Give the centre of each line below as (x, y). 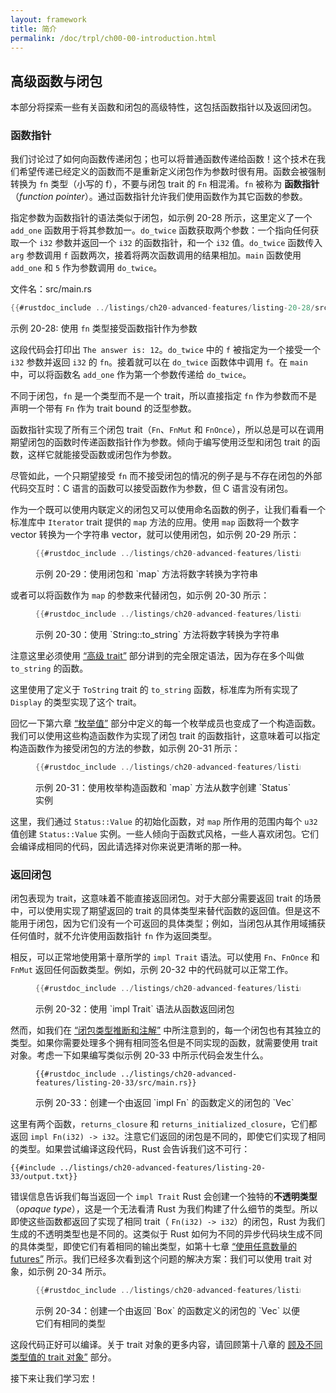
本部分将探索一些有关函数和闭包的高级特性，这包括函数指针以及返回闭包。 (163, 107)
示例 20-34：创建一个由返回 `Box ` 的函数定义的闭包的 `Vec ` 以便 (168, 1311)
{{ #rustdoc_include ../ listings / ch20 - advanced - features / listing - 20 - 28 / (162, 308)
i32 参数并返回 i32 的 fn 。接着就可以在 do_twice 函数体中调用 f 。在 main (159, 362)
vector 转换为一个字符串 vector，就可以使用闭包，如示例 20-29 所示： (155, 535)
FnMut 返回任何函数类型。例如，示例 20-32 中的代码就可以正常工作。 (152, 970)
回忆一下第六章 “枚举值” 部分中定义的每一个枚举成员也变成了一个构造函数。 (166, 723)
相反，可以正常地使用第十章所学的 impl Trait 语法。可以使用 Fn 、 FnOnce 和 (165, 957)
